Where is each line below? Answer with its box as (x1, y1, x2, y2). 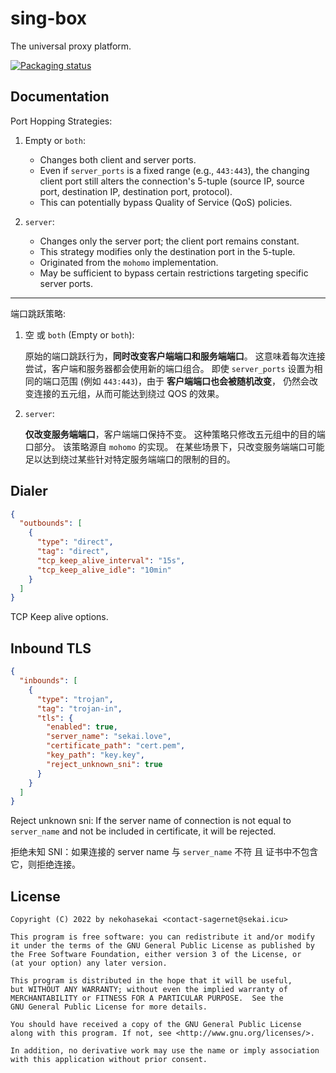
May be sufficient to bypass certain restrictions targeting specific (39, 267, 309, 279)
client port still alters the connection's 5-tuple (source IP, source (39, 175, 305, 187)
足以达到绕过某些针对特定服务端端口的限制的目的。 (24, 453, 236, 465)
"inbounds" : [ (19, 676, 78, 686)
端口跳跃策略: (10, 307, 67, 319)
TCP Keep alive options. (10, 611, 109, 623)
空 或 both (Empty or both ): (24, 328, 135, 341)
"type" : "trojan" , (36, 694, 114, 704)
